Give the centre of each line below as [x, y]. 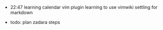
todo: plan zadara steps [35, 22]
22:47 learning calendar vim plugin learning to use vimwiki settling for [84, 7]
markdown [22, 12]
